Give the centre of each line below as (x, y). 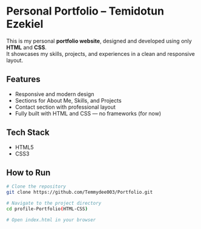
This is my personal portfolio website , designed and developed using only (99, 41)
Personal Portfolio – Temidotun (85, 11)
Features (23, 79)
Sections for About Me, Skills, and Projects (68, 100)
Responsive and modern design (54, 94)
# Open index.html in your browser (51, 220)
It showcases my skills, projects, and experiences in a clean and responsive (100, 53)
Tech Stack (28, 133)
